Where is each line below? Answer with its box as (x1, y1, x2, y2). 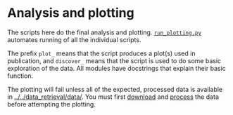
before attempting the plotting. (7, 100, 96, 108)
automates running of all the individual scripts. (7, 35, 141, 43)
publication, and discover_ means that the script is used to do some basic (7, 56, 222, 65)
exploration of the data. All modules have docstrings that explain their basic (7, 64, 227, 72)
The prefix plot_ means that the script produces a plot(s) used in (7, 49, 196, 57)
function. (7, 72, 34, 80)
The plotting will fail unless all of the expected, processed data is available (7, 85, 223, 93)
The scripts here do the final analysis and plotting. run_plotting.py (7, 28, 202, 36)
